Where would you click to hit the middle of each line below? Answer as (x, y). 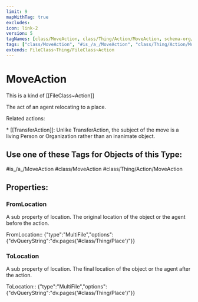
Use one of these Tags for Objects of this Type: (94, 155)
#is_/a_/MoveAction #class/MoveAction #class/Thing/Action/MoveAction (94, 169)
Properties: (27, 187)
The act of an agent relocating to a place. (56, 107)
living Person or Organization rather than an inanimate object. (81, 136)
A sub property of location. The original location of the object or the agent (96, 217)
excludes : (18, 22)
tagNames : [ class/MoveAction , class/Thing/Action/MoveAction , (84, 39)
